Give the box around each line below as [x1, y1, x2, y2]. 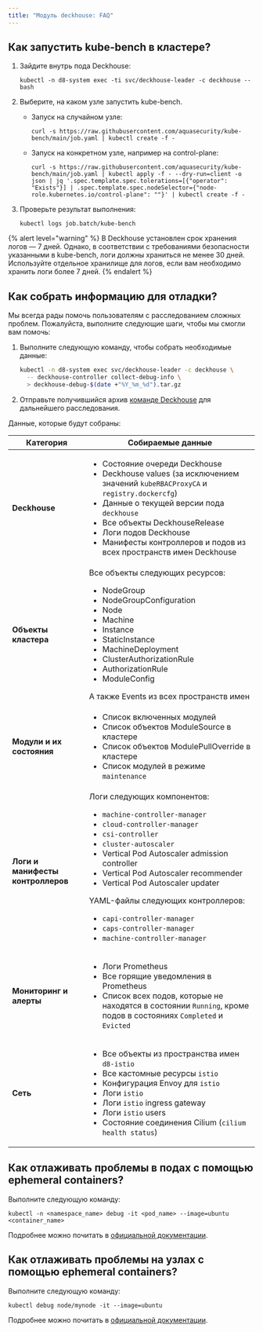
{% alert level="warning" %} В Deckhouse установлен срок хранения [8, 233, 237, 243]
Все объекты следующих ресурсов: [88, 567, 225, 578]
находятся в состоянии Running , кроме [102, 1000, 250, 1011]
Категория [26, 437, 68, 448]
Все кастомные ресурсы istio [102, 1067, 219, 1078]
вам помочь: [8, 328, 51, 337]
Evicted [102, 1021, 131, 1030]
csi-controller [102, 829, 159, 839]
